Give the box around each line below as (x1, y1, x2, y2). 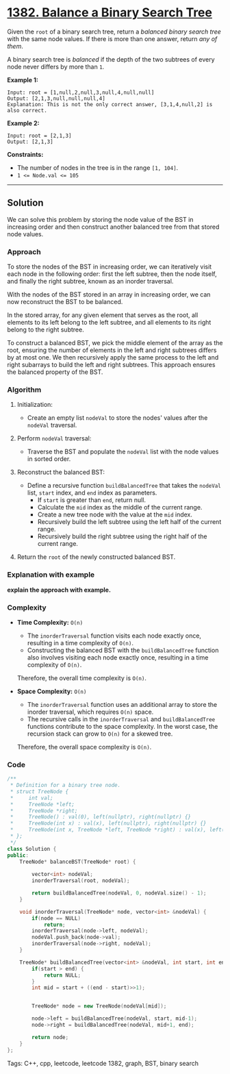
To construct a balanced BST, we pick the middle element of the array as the (7, 339, 223, 347)
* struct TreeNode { (10, 788, 69, 795)
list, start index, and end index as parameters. (27, 488, 157, 497)
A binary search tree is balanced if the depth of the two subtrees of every (7, 55, 215, 63)
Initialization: (16, 401, 53, 409)
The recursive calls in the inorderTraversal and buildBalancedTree (27, 714, 216, 723)
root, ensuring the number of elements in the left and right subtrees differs (7, 346, 217, 354)
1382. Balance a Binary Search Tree (7, 5, 212, 21)
